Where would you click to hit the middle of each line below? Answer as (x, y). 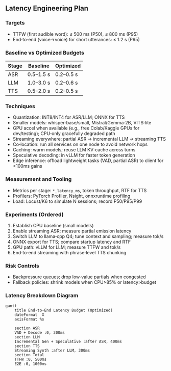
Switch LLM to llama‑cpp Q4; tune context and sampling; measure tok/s (88, 236)
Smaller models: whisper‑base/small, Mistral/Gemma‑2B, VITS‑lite (82, 123)
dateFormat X (29, 315)
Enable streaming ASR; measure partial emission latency (72, 231)
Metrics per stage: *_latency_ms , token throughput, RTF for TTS (80, 190)
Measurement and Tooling (39, 179)
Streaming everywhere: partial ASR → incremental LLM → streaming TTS (89, 139)
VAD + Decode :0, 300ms (40, 333)
